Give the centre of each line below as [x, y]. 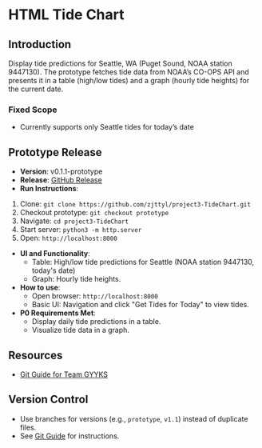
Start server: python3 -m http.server [81, 230]
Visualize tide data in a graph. [81, 330]
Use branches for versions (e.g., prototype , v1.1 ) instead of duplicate [134, 418]
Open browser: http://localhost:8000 [95, 296]
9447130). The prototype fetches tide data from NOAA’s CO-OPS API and [129, 72]
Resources [36, 355]
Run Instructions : [49, 189]
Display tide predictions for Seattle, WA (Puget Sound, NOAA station [121, 63]
